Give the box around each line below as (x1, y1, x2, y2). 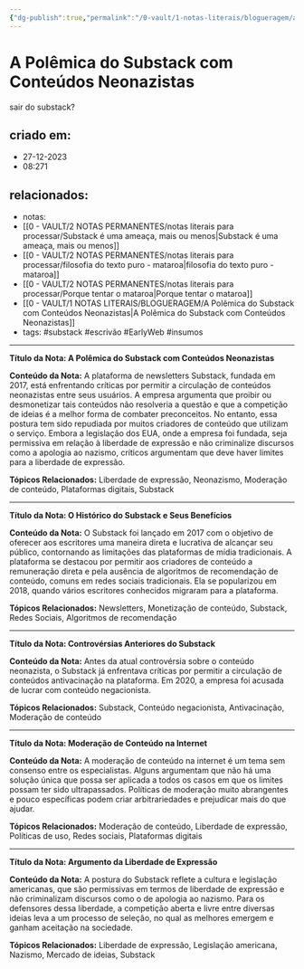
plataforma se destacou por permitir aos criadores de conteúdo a (9, 556, 253, 567)
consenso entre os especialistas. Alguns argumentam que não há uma (9, 765, 271, 776)
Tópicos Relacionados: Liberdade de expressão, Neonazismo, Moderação (9, 474, 288, 485)
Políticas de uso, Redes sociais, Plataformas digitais (9, 831, 203, 841)
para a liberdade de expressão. (9, 457, 126, 468)
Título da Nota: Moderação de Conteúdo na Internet (9, 738, 208, 749)
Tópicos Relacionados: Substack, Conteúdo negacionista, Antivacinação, (9, 702, 285, 713)
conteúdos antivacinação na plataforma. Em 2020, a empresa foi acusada (9, 675, 285, 686)
